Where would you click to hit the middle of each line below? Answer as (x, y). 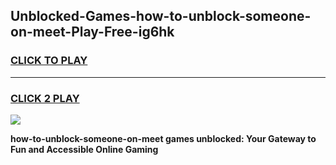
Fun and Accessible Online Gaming (84, 149)
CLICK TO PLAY (49, 61)
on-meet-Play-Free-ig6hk (92, 32)
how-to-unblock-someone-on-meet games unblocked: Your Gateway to (163, 138)
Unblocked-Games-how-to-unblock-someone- (161, 16)
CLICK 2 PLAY (45, 98)
